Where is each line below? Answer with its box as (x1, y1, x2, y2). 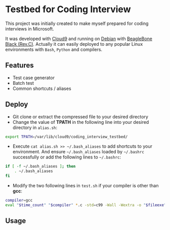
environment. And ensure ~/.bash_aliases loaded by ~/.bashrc (12, 149, 144, 155)
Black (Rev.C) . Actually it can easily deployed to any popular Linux (5, 41, 143, 47)
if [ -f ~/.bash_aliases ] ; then (5, 164, 76, 169)
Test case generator (12, 75, 55, 81)
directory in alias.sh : (12, 124, 58, 130)
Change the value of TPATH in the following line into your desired (12, 119, 149, 125)
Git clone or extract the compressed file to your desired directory (12, 113, 148, 120)
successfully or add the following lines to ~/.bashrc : (12, 154, 121, 160)
